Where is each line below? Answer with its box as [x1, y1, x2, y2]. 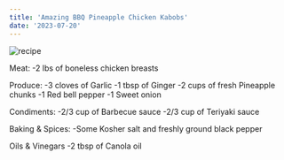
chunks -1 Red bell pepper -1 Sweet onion [9, 89, 162, 100]
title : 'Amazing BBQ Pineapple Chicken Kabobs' [9, 12, 189, 22]
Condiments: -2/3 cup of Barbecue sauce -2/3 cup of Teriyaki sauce [9, 106, 260, 117]
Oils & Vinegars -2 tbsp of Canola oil [9, 141, 142, 151]
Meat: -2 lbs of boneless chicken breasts [9, 63, 159, 73]
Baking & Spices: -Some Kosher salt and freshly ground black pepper [9, 123, 263, 133]
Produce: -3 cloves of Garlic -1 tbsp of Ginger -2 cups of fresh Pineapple [9, 80, 276, 90]
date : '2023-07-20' [9, 21, 82, 30]
